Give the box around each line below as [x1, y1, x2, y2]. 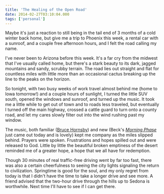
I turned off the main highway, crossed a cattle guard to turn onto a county [5, 107, 157, 113]
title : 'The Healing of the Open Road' [5, 7, 87, 12]
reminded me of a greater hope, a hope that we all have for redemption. [5, 148, 151, 154]
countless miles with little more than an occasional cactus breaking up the [5, 71, 156, 77]
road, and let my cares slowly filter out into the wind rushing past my [5, 112, 145, 118]
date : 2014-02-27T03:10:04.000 [5, 12, 70, 17]
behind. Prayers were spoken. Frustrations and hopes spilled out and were [5, 137, 157, 143]
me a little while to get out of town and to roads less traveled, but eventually [5, 102, 160, 108]
